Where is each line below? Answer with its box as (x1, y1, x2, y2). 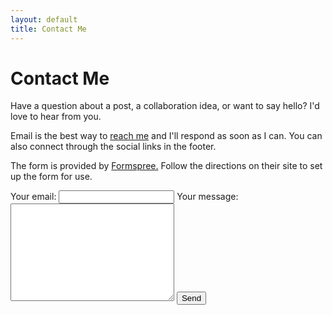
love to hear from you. (10, 111, 102, 123)
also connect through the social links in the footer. (10, 141, 217, 153)
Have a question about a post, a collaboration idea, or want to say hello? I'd (10, 100, 320, 112)
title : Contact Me (10, 24, 87, 34)
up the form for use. (10, 171, 93, 183)
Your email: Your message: (10, 191, 239, 203)
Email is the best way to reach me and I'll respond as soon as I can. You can (10, 130, 323, 142)
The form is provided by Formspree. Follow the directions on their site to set (10, 160, 323, 172)
